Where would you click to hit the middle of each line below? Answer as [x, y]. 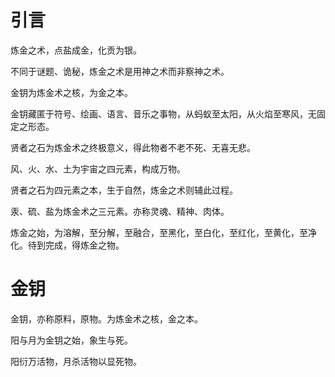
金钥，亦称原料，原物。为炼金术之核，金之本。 [106, 318]
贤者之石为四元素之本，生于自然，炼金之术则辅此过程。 [124, 190]
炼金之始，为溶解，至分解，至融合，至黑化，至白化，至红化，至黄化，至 [159, 232]
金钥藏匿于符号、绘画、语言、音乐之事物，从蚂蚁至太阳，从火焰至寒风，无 [163, 113]
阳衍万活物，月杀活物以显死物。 [76, 361]
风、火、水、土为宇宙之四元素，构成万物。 [98, 168]
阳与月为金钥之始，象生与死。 [71, 340]
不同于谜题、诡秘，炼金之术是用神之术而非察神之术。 [120, 71]
